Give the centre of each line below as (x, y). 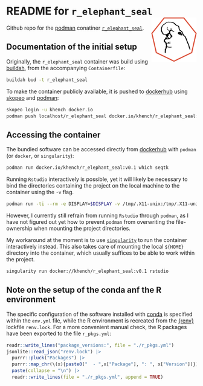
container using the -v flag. (40, 192)
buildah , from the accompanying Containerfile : (66, 68)
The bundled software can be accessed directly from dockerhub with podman (101, 149)
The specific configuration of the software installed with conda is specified (99, 314)
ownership (19, 228)
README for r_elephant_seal (79, 11)
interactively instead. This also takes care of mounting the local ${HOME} (95, 246)
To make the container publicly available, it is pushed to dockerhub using (97, 91)
